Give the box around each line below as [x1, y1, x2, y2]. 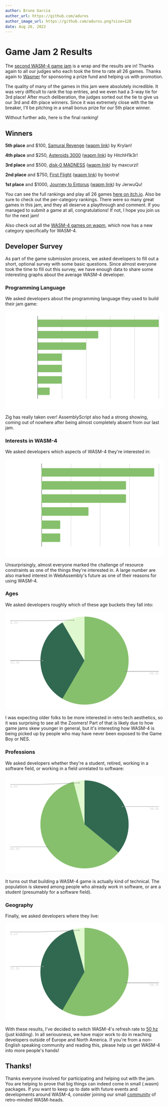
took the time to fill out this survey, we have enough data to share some [5, 266, 153, 272]
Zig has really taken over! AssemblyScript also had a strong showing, [5, 414, 148, 420]
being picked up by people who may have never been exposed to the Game [5, 731, 162, 737]
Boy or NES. [5, 736, 30, 742]
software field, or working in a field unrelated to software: [5, 765, 124, 772]
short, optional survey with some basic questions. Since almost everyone [5, 261, 157, 267]
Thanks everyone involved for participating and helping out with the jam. [5, 1075, 155, 1081]
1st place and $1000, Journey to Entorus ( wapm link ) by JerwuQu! [5, 182, 142, 187]
